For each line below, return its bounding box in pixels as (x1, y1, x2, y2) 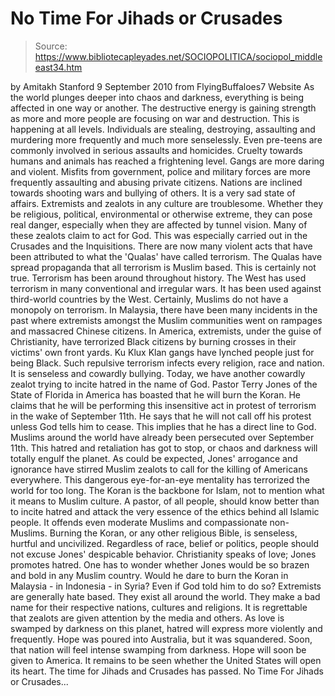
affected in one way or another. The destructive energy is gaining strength (10, 102, 317, 114)
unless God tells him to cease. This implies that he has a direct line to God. (10, 420, 317, 432)
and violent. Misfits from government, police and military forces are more (10, 165, 312, 177)
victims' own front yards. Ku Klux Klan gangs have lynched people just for (10, 346, 315, 358)
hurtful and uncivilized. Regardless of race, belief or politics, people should (10, 537, 319, 549)
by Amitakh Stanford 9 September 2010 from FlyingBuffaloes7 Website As (10, 80, 315, 92)
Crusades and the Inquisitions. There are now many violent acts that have (10, 240, 313, 252)
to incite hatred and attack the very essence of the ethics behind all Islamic (10, 505, 320, 517)
